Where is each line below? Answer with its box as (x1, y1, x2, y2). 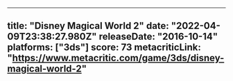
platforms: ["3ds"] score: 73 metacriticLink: (7, 42, 201, 54)
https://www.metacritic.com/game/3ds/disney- (12, 52, 225, 64)
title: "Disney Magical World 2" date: (7, 20, 170, 32)
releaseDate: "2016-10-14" (98, 31, 218, 43)
